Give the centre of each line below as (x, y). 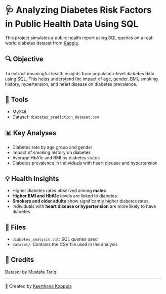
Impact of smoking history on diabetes (51, 152)
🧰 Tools (17, 100)
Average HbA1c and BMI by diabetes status (56, 158)
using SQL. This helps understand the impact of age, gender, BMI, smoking (82, 79)
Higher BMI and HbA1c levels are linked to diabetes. (65, 196)
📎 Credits (20, 260)
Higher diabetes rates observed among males (59, 191)
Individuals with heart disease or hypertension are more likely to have (84, 206)
